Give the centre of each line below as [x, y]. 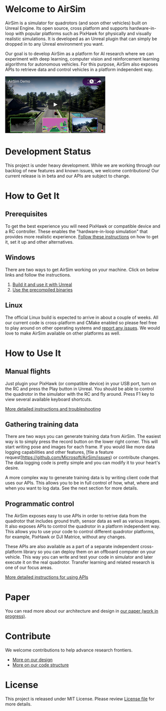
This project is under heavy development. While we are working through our [83, 165]
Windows [20, 257]
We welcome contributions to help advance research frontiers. [69, 650]
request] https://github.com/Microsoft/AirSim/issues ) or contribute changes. [83, 457]
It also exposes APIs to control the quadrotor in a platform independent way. [83, 526]
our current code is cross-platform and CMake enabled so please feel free [81, 322]
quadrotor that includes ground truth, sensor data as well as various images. [83, 521]
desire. [12, 468]
